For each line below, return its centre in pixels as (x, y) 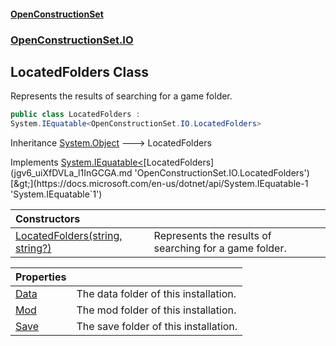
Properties (41, 277)
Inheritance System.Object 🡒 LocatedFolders (111, 143)
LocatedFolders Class (80, 71)
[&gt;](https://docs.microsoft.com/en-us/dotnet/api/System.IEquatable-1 (159, 184)
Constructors (48, 219)
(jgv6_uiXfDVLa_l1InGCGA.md (71, 173)
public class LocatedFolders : (75, 115)
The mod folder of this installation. (156, 310)
